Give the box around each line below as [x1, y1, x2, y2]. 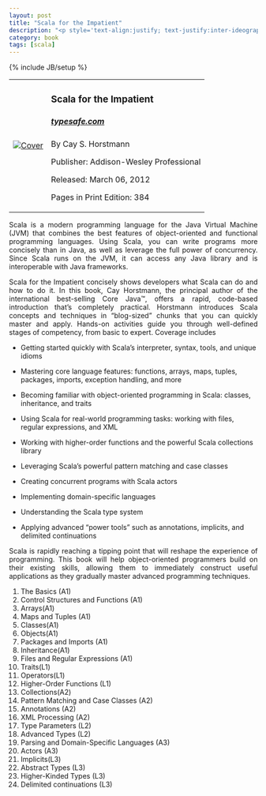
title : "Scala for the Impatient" [9, 19, 123, 27]
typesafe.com [51, 115, 105, 126]
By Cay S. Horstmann [51, 139, 130, 150]
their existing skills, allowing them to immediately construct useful [9, 563, 258, 573]
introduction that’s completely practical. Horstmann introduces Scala [9, 302, 258, 312]
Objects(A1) [20, 629, 58, 638]
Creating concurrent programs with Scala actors [20, 477, 178, 486]
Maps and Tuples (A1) [20, 612, 92, 621]
